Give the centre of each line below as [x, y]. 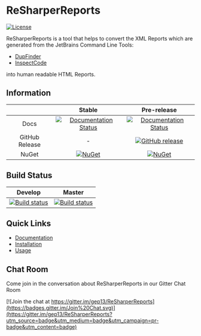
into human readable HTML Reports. [51, 74]
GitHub [30, 137]
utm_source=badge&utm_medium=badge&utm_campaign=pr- [83, 320]
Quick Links [29, 224]
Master [73, 192]
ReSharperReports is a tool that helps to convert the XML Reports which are [100, 38]
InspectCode [31, 63]
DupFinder [28, 56]
